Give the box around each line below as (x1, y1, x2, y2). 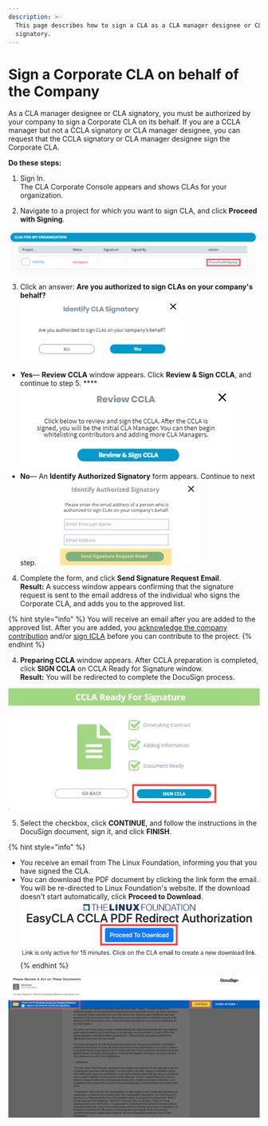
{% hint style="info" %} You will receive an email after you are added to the (8, 614, 256, 624)
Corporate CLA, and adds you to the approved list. (19, 599, 186, 609)
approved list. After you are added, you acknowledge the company (8, 623, 227, 633)
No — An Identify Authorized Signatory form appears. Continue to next (19, 472, 255, 481)
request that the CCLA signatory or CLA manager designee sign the (8, 134, 231, 144)
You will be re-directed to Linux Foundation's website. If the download (19, 883, 250, 892)
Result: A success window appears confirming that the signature (19, 582, 234, 592)
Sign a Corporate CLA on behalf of (8, 65, 239, 83)
